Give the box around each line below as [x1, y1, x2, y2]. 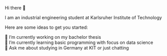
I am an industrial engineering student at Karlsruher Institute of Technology [5, 15, 162, 20]
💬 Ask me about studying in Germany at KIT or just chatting [5, 45, 129, 50]
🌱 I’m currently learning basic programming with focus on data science [5, 39, 154, 45]
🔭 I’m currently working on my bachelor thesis [5, 34, 101, 40]
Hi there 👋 [5, 5, 26, 11]
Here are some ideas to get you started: [5, 24, 89, 30]
